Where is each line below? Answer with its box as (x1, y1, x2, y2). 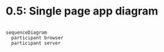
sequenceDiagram (6, 29, 47, 36)
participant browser (11, 34, 64, 41)
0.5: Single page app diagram (6, 4, 158, 18)
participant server (11, 40, 61, 46)
